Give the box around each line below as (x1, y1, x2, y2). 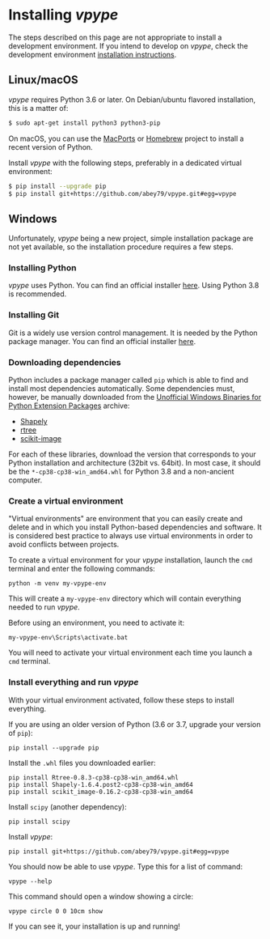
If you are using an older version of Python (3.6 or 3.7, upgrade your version (8, 719, 261, 729)
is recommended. (8, 289, 67, 299)
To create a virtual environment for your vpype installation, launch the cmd (8, 555, 253, 565)
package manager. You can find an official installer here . (8, 336, 196, 346)
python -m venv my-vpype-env (8, 580, 107, 588)
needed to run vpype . (8, 602, 81, 612)
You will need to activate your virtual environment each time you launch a (8, 648, 252, 657)
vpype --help (8, 877, 53, 886)
